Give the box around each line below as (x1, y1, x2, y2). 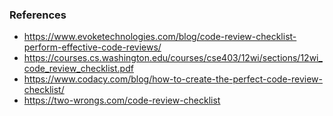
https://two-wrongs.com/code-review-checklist (23, 94, 221, 107)
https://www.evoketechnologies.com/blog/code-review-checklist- (23, 31, 297, 43)
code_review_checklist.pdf (23, 63, 134, 75)
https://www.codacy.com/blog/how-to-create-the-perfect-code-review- (23, 73, 323, 85)
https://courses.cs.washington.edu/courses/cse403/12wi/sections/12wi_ (23, 52, 323, 64)
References (9, 8, 67, 22)
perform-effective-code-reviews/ (23, 41, 162, 53)
